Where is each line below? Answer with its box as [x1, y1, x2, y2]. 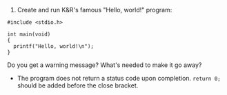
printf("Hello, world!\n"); [13, 43, 95, 50]
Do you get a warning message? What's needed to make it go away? [7, 61, 202, 69]
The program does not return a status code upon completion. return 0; [17, 74, 221, 82]
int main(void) [7, 31, 51, 38]
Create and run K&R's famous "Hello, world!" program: [17, 6, 172, 14]
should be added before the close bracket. [17, 81, 139, 90]
